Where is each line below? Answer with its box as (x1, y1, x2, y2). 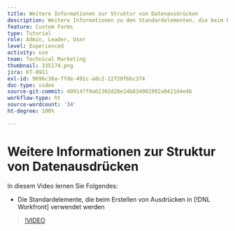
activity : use (7, 50, 49, 57)
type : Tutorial (7, 29, 52, 37)
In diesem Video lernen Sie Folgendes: (7, 181, 118, 190)
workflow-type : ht (7, 95, 61, 102)
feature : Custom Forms (7, 23, 73, 30)
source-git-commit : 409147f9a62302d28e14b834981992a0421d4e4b (7, 88, 192, 95)
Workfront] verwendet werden (17, 202, 105, 211)
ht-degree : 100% (7, 107, 55, 114)
